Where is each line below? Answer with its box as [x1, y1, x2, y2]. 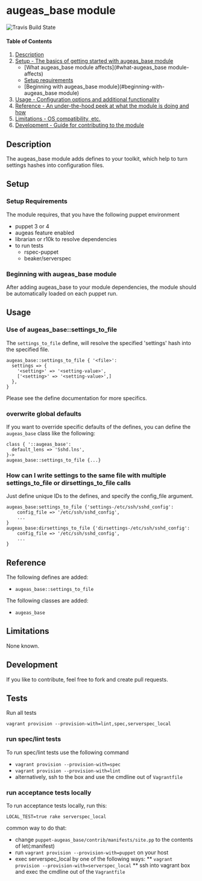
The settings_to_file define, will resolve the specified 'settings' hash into [6, 339, 191, 346]
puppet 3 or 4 [14, 222, 49, 230]
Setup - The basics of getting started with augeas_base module [14, 57, 174, 65]
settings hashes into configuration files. [6, 161, 104, 169]
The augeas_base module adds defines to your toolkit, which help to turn [6, 155, 188, 162]
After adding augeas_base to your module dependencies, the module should [6, 283, 197, 291]
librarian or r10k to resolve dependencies [14, 235, 117, 242]
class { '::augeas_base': [6, 441, 71, 447]
